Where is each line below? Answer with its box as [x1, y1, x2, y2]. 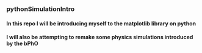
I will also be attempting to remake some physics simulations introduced [6, 34, 193, 41]
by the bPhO [6, 40, 38, 47]
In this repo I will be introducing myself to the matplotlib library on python [6, 20, 197, 27]
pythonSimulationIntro [6, 5, 75, 13]
